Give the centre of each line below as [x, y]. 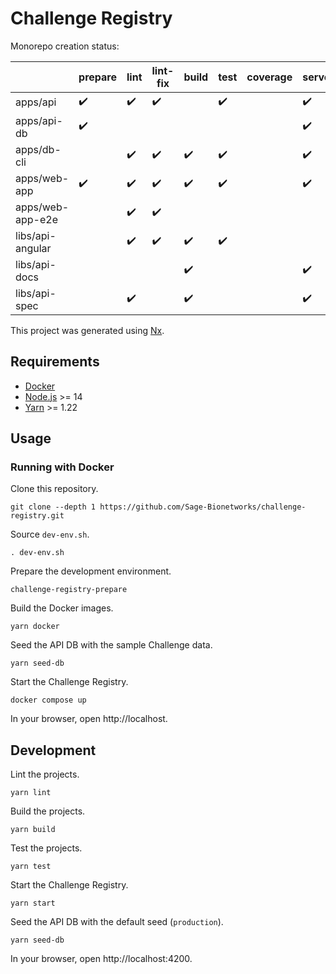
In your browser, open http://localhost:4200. [101, 959]
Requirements [55, 362]
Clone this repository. [54, 489]
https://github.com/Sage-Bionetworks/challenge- [203, 507]
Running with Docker [62, 467]
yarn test [31, 867]
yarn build [33, 830]
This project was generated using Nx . [87, 330]
